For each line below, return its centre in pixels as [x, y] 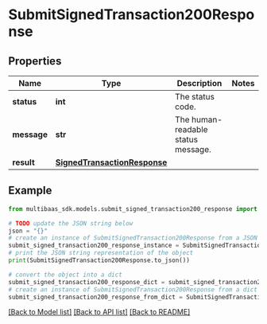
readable [191, 129]
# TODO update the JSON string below [71, 223]
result [24, 162]
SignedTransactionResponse [111, 162]
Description [199, 83]
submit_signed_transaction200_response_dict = [87, 282]
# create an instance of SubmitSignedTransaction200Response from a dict [133, 289]
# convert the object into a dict [66, 275]
